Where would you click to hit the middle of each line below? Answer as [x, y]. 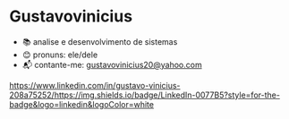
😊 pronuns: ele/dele [60, 55]
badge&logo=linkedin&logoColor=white [82, 104]
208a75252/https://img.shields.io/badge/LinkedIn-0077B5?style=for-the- [144, 95]
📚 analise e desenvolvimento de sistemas [100, 41]
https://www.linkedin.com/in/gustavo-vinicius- [95, 85]
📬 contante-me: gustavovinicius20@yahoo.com [112, 64]
